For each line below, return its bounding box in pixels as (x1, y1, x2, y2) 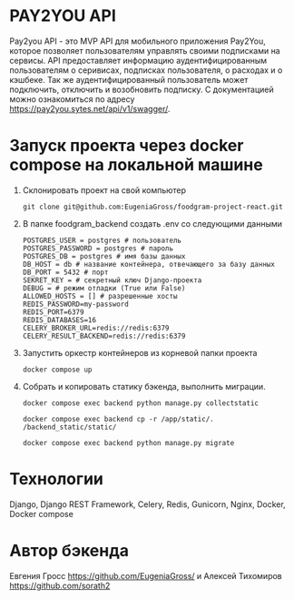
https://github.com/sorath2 (9, 580, 111, 591)
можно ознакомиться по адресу (9, 93, 135, 105)
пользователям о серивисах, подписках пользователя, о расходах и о (9, 65, 283, 76)
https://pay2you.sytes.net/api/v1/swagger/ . (9, 103, 171, 114)
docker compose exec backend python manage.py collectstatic (22, 398, 260, 408)
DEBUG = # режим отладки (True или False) (22, 283, 186, 292)
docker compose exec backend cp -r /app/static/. (22, 414, 215, 423)
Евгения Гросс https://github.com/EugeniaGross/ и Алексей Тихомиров (9, 570, 283, 581)
